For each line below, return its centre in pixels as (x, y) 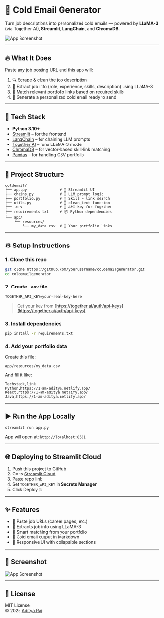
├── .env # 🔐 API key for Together (59, 207)
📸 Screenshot (26, 562)
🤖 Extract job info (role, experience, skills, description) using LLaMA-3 (82, 86)
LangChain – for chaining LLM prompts (51, 139)
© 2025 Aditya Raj (24, 611)
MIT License (18, 605)
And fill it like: (19, 375)
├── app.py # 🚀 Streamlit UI (50, 190)
